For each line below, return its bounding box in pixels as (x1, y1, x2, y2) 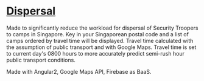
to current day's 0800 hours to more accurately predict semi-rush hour (6, 50, 185, 57)
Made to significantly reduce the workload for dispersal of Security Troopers (6, 24, 199, 31)
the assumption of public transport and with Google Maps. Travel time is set (6, 44, 197, 51)
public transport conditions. (6, 56, 76, 63)
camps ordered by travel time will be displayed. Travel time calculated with (6, 37, 194, 44)
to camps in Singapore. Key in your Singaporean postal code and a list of (6, 30, 189, 37)
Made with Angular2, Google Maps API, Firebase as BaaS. (6, 68, 152, 75)
